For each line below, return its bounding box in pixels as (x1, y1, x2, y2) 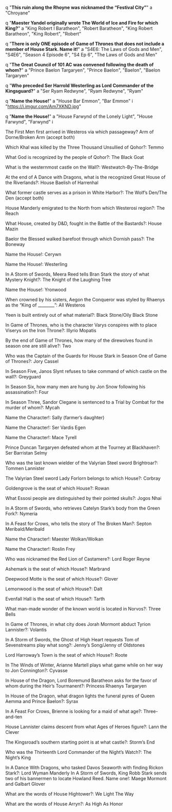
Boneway (5, 241, 25, 247)
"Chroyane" (5, 10, 30, 16)
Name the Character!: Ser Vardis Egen (5, 424, 86, 430)
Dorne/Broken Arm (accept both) (5, 134, 75, 140)
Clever (5, 729, 20, 735)
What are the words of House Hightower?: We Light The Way (5, 791, 134, 797)
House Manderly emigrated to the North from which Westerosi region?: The (5, 205, 165, 211)
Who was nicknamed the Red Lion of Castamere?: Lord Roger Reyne (5, 556, 150, 562)
